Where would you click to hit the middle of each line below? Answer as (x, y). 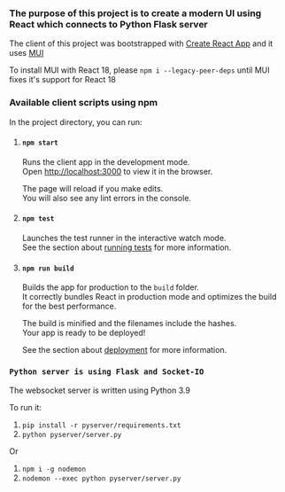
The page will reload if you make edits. (92, 188)
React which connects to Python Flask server (108, 24)
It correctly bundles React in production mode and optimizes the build (149, 297)
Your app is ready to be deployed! (84, 333)
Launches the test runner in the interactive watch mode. (124, 238)
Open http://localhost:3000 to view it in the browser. (117, 171)
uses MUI (27, 53)
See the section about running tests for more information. (127, 247)
